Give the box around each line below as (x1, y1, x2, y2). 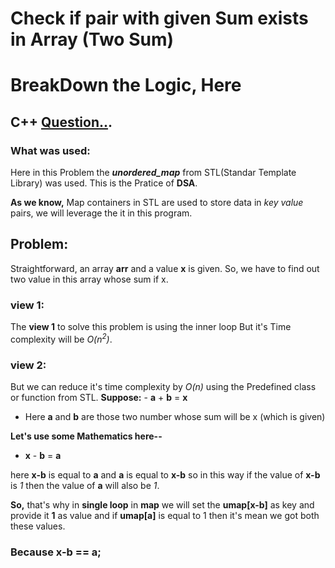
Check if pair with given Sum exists (10, 7, 309, 30)
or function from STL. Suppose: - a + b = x (10, 392, 188, 404)
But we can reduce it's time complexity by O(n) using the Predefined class (10, 381, 317, 393)
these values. (10, 520, 66, 532)
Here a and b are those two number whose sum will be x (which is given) (24, 411, 326, 423)
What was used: (10, 143, 91, 157)
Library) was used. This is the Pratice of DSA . (10, 177, 198, 189)
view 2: (10, 358, 47, 372)
